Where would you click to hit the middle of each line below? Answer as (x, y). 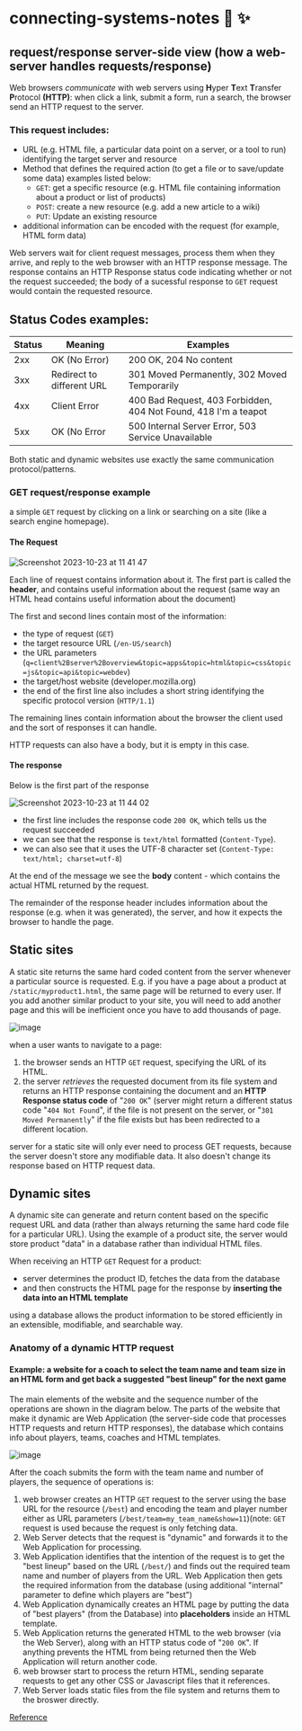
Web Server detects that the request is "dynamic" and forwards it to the (155, 1537)
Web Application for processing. (82, 1547)
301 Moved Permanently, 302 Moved (208, 375)
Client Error (75, 406)
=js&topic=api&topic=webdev (75, 672)
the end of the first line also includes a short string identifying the (143, 690)
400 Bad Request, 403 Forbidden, (200, 401)
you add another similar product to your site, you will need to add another (145, 1000)
